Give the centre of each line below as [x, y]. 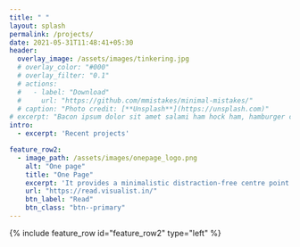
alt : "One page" [56, 166]
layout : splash [37, 26]
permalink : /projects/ [51, 34]
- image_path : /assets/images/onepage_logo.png [108, 158]
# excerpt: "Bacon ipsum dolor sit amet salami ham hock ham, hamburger [147, 117]
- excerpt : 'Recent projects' [73, 134]
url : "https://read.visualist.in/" [92, 191]
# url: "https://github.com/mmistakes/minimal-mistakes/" [135, 100]
